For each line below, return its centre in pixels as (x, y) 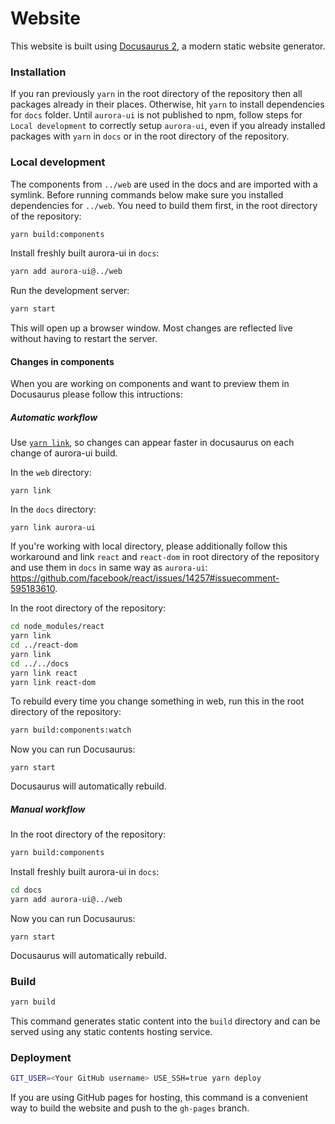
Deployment (41, 1058)
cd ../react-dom (44, 645)
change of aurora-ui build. (64, 453)
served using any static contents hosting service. (111, 1032)
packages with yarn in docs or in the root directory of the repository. (150, 136)
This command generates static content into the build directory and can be (165, 1021)
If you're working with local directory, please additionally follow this (149, 546)
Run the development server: (70, 291)
